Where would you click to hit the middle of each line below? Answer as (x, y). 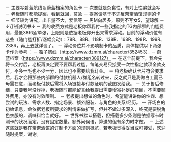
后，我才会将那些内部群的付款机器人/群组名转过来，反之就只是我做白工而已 (84, 77)
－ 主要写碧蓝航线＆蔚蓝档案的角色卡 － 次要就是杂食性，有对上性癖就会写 (83, 7)
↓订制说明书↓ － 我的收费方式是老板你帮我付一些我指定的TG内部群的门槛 (82, 26)
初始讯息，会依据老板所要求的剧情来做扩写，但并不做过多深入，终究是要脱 (83, 109)
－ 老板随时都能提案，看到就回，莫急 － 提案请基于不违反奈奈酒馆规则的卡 (83, 14)
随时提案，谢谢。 (23, 134)
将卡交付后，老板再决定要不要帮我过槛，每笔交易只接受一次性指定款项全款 (83, 64)
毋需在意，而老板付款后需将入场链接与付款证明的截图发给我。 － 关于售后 (82, 83)
